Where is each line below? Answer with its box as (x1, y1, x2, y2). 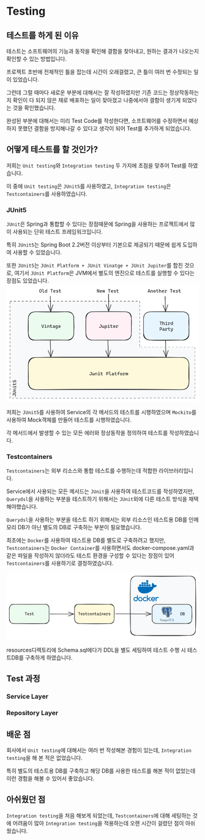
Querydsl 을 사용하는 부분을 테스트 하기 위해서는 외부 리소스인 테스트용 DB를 (6, 516, 188, 523)
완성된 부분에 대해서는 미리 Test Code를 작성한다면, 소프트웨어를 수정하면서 (6, 117, 188, 124)
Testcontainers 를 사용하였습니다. (6, 190, 88, 197)
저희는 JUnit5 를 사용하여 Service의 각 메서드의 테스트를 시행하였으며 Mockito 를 (6, 408, 197, 415)
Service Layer (6, 693, 49, 701)
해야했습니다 (6, 503, 37, 510)
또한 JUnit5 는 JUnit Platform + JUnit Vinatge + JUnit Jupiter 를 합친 (6, 262, 184, 269)
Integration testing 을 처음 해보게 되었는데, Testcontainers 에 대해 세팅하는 (6, 812, 192, 819)
